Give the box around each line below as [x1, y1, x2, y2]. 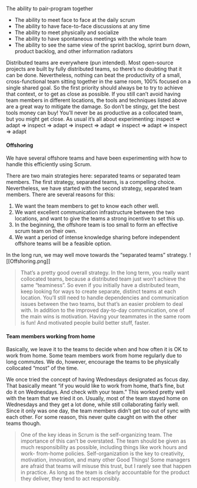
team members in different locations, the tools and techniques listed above [6, 97, 187, 104]
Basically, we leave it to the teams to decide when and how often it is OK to [6, 346, 188, 353]
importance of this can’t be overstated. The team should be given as [20, 437, 186, 444]
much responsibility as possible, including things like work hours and [20, 444, 188, 451]
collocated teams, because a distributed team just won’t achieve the [20, 275, 186, 282]
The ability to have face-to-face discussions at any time [14, 23, 150, 29]
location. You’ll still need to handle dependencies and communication [20, 294, 189, 301]
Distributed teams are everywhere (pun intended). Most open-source [6, 59, 173, 66]
